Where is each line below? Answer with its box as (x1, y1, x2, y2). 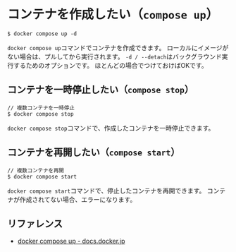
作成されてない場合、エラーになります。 (19, 195, 137, 203)
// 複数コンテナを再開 (7, 167, 65, 174)
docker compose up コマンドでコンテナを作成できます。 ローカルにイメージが (7, 43, 229, 52)
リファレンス (7, 217, 63, 229)
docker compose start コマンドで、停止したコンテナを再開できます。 (7, 186, 206, 195)
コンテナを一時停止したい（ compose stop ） (7, 84, 194, 96)
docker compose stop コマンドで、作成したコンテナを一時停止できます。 (7, 124, 215, 132)
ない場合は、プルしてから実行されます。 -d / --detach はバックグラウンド (7, 52, 222, 61)
